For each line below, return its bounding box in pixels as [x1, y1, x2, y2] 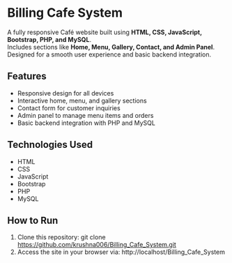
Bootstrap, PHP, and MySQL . [7, 35, 92, 43]
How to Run [7, 214, 59, 226]
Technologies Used [7, 139, 93, 151]
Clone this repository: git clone [17, 233, 106, 241]
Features [7, 70, 47, 82]
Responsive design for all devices [17, 89, 114, 97]
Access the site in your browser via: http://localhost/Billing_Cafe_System [17, 248, 225, 256]
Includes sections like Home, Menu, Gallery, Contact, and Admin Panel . [7, 43, 215, 51]
